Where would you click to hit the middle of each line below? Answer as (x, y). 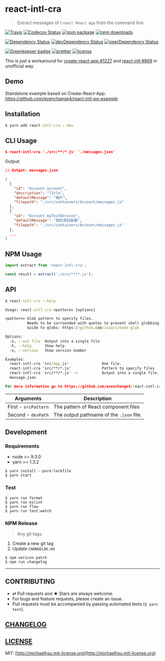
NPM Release (21, 523)
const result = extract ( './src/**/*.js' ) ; (49, 274)
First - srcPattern (28, 407)
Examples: (15, 359)
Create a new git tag (33, 543)
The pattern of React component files (96, 407)
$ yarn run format (24, 498)
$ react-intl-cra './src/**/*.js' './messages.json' (60, 152)
